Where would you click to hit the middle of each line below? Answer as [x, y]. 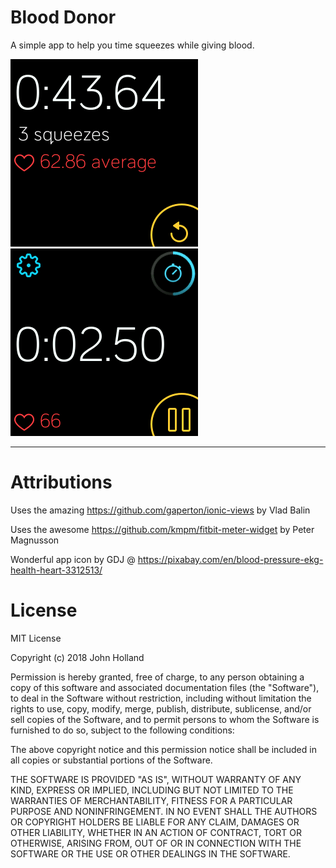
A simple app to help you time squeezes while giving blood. [132, 45]
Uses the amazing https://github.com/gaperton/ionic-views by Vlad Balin [160, 510]
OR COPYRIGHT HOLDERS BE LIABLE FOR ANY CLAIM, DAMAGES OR [155, 822]
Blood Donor [63, 17]
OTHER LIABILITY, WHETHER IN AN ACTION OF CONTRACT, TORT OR [156, 832]
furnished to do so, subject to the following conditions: [122, 730]
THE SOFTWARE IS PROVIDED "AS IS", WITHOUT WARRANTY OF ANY [156, 779]
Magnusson [35, 540]
